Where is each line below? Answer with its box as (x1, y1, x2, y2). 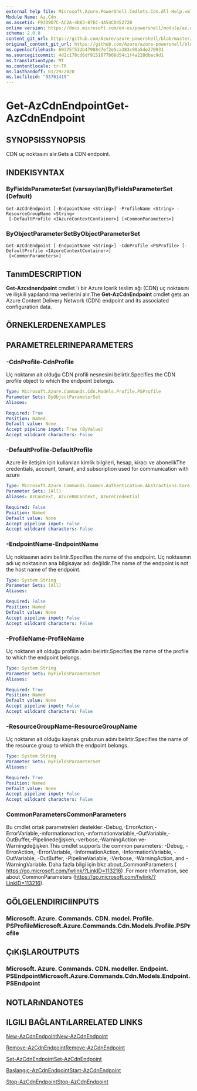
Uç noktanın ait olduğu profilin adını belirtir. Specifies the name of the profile (6, 647, 189, 654)
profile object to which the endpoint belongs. (6, 378, 115, 384)
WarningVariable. (6, 861, 48, 868)
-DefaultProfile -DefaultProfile (6, 446, 93, 454)
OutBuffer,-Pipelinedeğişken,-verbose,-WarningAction (6, 836, 137, 843)
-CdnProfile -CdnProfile (6, 358, 74, 366)
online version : (6, 25, 46, 31)
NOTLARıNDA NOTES (6, 997, 84, 1007)
